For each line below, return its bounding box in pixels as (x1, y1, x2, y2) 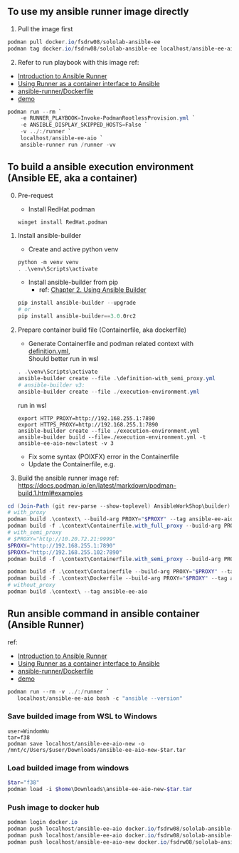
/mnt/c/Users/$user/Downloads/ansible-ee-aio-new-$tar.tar (7, 746, 186, 753)
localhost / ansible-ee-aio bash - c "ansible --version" (16, 694, 183, 702)
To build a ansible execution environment (7, 161, 194, 173)
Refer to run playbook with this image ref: (17, 58, 139, 66)
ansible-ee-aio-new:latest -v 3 (17, 439, 114, 447)
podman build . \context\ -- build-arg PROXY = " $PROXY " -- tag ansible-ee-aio (7, 516, 234, 523)
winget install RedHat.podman (17, 219, 108, 226)
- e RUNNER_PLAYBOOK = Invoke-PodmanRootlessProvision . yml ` (20, 115, 196, 122)
